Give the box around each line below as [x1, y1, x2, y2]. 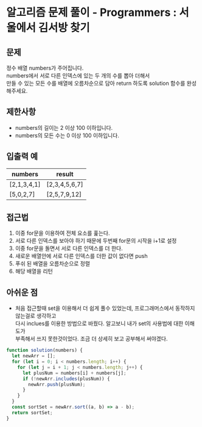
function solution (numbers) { [6, 347, 83, 354]
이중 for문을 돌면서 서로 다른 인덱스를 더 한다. [15, 245, 123, 252]
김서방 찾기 [38, 21, 90, 35]
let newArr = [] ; [12, 353, 56, 359]
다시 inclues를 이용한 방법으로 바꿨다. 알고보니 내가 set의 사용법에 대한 [15, 320, 184, 327]
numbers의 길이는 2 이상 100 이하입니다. [15, 124, 113, 131]
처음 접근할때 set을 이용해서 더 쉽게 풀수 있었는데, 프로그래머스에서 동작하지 [15, 304, 195, 312]
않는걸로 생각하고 [15, 312, 57, 320]
